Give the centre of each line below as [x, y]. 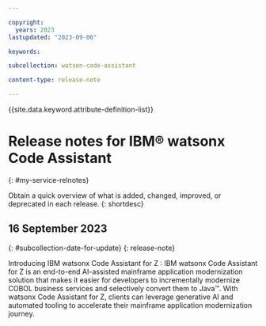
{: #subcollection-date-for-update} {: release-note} [92, 248]
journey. [21, 313]
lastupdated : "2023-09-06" [53, 37]
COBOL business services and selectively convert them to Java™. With [123, 288]
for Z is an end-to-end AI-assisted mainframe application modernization [125, 271]
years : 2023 [35, 30]
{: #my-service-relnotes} [49, 180]
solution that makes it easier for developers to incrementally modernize [124, 280]
